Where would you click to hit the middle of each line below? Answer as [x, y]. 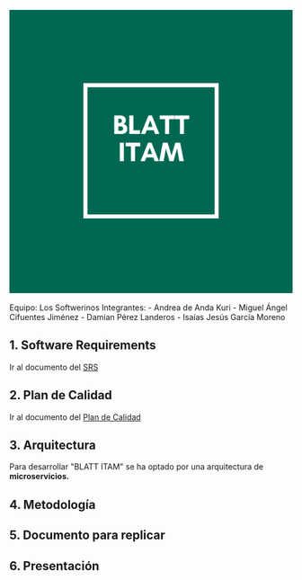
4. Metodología [53, 504]
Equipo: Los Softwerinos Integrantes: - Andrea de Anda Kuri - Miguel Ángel [148, 308]
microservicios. [40, 477]
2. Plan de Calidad [61, 395]
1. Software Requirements [83, 346]
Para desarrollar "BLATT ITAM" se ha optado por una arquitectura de [136, 467]
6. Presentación [54, 566]
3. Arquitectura [53, 446]
